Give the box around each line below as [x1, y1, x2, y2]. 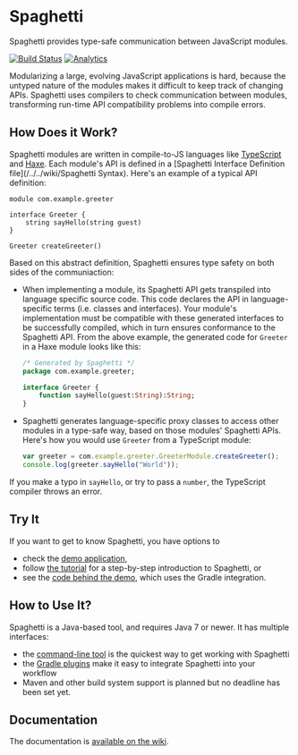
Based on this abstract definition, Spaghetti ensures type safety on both [9, 257, 275, 267]
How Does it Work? [9, 125, 118, 140]
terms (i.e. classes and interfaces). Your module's [53, 302, 237, 314]
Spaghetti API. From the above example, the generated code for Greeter [21, 331, 288, 342]
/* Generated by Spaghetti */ [21, 358, 136, 368]
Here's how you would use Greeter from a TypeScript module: [21, 435, 251, 445]
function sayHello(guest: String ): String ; [38, 391, 195, 400]
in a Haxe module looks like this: [21, 341, 141, 352]
